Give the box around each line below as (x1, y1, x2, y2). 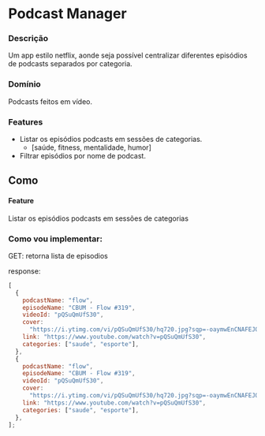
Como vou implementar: (8, 233, 103, 244)
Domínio (8, 79, 41, 90)
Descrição (8, 33, 49, 44)
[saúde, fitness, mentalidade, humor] (31, 143, 151, 152)
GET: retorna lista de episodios (8, 251, 108, 260)
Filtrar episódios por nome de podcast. (19, 151, 146, 161)
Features (8, 116, 43, 127)
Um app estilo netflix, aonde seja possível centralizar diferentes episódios (8, 50, 248, 60)
